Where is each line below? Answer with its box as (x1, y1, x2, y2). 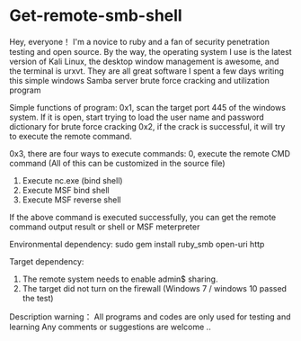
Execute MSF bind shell (22, 184, 110, 195)
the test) (22, 292, 54, 303)
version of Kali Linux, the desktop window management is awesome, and (9, 56, 279, 67)
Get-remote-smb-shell (9, 5, 182, 26)
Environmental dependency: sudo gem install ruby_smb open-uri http (9, 238, 265, 249)
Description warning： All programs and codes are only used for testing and (9, 311, 291, 322)
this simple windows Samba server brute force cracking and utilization (9, 75, 270, 85)
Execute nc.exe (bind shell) (22, 175, 123, 185)
